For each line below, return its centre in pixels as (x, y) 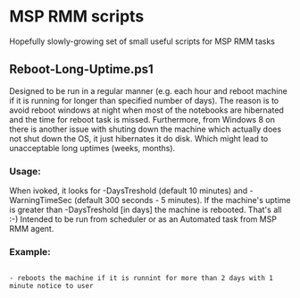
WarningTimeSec (41, 200)
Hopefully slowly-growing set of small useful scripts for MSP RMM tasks (142, 41)
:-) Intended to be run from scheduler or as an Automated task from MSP (143, 219)
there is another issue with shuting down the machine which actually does (146, 129)
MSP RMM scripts (77, 17)
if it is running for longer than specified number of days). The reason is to (144, 100)
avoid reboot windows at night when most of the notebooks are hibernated (146, 110)
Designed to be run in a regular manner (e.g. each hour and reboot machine (148, 90)
